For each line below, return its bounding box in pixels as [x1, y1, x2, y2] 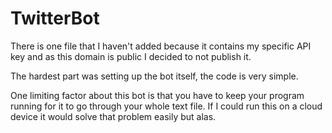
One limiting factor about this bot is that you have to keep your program [10, 89, 305, 101]
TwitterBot [10, 7, 100, 30]
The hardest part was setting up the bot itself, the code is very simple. [10, 70, 299, 82]
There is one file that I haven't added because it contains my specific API [10, 40, 312, 52]
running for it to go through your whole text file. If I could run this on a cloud [10, 100, 323, 112]
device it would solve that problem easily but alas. [10, 110, 217, 122]
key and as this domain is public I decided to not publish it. [10, 50, 252, 62]
